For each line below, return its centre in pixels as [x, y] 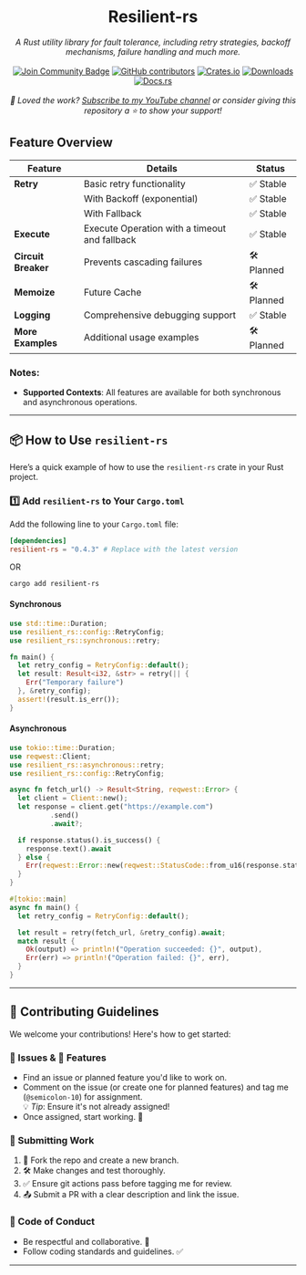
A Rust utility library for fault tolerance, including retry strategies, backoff [153, 42]
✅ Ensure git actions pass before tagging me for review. [127, 1184]
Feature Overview [61, 143]
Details [162, 168]
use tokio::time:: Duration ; [63, 747]
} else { [34, 857]
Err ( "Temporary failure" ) [75, 683]
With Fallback [112, 214]
